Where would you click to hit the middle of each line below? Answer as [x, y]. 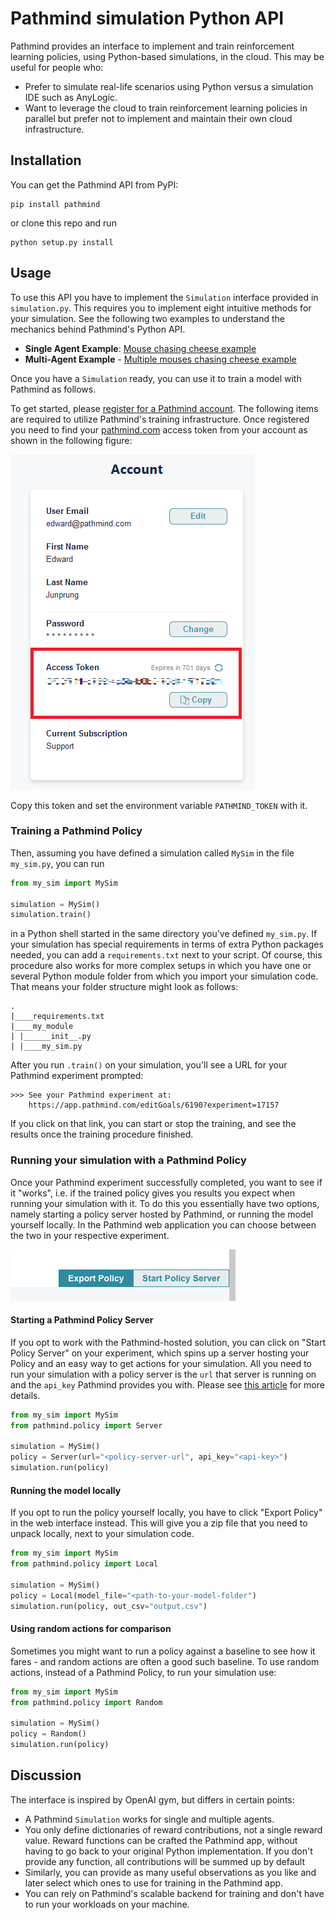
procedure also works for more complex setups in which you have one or [161, 966]
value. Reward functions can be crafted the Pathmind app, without [161, 1840]
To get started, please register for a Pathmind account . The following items [164, 408]
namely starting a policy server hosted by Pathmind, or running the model [162, 1214]
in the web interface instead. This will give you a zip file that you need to [159, 1523]
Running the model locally [66, 1490]
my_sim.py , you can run [57, 863]
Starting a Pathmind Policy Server [82, 1320]
